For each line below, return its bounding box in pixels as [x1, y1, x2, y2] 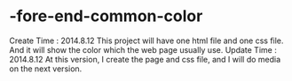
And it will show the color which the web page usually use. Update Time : [9, 44, 277, 55]
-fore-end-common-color [9, 6, 203, 26]
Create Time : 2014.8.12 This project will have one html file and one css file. [9, 35, 284, 46]
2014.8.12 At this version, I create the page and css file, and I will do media [9, 54, 281, 64]
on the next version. [9, 63, 83, 74]
